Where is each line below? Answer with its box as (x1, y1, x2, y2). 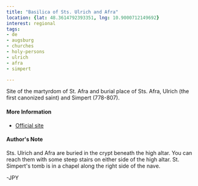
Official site (15, 121, 44, 129)
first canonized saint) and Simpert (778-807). (6, 94, 120, 101)
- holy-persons (6, 49, 45, 55)
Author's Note (6, 135, 43, 143)
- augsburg (6, 37, 34, 43)
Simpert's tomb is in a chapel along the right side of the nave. (6, 162, 161, 170)
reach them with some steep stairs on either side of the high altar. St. (6, 156, 180, 163)
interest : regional (6, 20, 56, 26)
